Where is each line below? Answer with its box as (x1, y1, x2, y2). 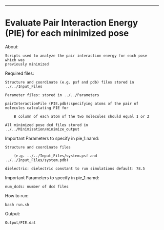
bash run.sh (5, 202, 29, 207)
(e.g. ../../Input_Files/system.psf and (14, 153, 97, 158)
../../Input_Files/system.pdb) (5, 157, 69, 163)
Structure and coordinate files (5, 145, 71, 149)
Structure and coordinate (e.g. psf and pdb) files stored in (5, 80, 134, 84)
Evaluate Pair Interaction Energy (5, 18, 138, 28)
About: (5, 43, 19, 49)
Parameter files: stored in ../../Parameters (5, 92, 99, 98)
